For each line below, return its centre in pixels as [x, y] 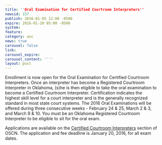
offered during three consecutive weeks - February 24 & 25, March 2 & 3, [78, 108]
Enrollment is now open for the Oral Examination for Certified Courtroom [77, 78]
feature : [14, 32]
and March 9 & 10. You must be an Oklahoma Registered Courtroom [73, 113]
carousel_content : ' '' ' [29, 59]
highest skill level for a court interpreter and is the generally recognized [76, 98]
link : [10, 50]
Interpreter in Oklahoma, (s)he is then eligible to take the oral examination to [81, 88]
